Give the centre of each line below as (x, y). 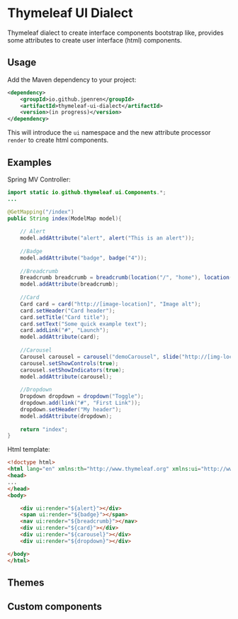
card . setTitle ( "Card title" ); (65, 317)
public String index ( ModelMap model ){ (64, 218)
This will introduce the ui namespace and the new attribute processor (109, 133)
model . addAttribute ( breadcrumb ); (69, 284)
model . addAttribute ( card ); (60, 337)
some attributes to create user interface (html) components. (95, 40)
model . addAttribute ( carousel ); (66, 377)
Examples (29, 162)
